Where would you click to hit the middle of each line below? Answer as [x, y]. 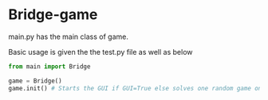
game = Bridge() [35, 81]
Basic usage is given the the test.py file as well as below [100, 52]
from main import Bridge [49, 66]
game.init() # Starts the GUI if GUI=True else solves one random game [130, 88]
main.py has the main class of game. [69, 37]
